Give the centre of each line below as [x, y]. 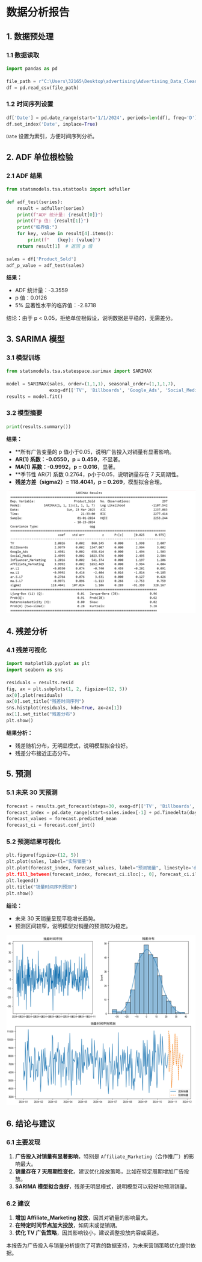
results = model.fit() [35, 397]
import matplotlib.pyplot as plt [48, 664]
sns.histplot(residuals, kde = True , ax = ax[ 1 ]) [64, 708]
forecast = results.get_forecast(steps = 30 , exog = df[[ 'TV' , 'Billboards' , [101, 806]
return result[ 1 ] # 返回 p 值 [55, 246]
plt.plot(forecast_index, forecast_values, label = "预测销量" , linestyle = [99, 868]
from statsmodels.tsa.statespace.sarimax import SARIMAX [79, 371]
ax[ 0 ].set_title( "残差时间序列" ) [45, 702]
